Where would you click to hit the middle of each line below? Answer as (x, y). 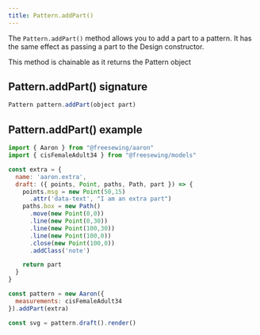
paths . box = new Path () (62, 207)
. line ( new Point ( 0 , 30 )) (69, 221)
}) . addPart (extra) (38, 308)
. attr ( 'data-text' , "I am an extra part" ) (100, 199)
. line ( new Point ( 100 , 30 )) (72, 228)
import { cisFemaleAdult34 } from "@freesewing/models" (102, 155)
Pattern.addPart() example (75, 129)
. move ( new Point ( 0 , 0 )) (67, 214)
